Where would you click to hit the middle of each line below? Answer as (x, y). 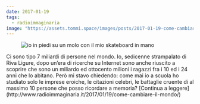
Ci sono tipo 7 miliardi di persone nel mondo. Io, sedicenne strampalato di (96, 56)
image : (14, 28)
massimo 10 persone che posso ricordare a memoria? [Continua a (87, 88)
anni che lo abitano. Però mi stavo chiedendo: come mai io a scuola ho (93, 75)
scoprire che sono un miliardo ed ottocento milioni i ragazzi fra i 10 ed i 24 (97, 70)
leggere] (179, 88)
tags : (13, 17)
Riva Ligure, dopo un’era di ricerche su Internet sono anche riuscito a (91, 63)
